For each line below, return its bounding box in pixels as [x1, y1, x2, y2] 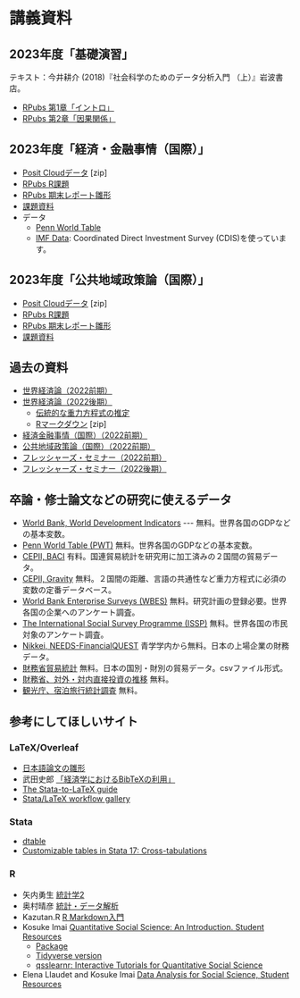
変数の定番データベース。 [21, 584, 117, 595]
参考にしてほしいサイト [9, 714, 138, 729]
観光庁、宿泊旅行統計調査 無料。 [21, 685, 143, 696]
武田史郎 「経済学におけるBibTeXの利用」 [21, 774, 176, 784]
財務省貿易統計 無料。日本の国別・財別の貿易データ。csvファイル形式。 [21, 663, 288, 674]
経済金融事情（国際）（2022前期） [21, 430, 148, 440]
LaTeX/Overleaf [9, 741, 79, 753]
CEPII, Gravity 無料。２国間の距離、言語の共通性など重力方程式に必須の [21, 574, 287, 584]
